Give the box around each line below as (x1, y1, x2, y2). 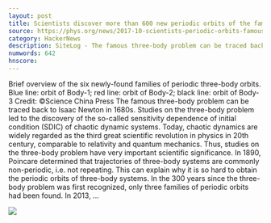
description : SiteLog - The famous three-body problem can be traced (8, 42, 248, 50)
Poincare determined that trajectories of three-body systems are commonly (8, 156, 260, 166)
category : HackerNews (8, 34, 81, 43)
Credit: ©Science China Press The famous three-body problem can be (15, 96, 249, 106)
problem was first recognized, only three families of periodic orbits (27, 182, 249, 191)
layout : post (8, 11, 52, 20)
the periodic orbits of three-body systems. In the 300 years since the (8, 173, 238, 183)
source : (8, 27, 35, 35)
